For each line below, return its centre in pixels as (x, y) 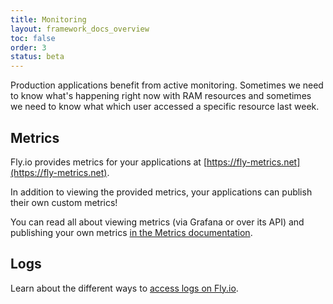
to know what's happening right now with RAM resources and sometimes (161, 96)
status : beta (37, 57)
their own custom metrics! (64, 202)
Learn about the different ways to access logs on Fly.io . (124, 288)
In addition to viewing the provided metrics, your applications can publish (161, 192)
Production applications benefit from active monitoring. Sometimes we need (167, 85)
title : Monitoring (48, 19)
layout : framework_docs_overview (80, 29)
